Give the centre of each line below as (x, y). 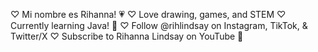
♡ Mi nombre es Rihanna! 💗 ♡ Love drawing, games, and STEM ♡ (148, 14)
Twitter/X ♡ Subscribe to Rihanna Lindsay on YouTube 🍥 (127, 36)
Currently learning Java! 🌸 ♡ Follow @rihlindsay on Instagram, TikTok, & (159, 25)
